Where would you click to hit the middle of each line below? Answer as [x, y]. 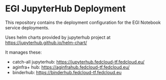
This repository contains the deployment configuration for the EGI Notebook [83, 22]
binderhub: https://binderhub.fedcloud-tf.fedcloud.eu [67, 72]
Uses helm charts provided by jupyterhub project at [58, 37]
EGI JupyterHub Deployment [65, 9]
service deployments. [27, 27]
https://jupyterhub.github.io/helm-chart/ [46, 42]
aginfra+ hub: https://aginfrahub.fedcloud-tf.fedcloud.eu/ [71, 67]
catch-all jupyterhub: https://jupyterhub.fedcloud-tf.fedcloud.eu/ [79, 62]
